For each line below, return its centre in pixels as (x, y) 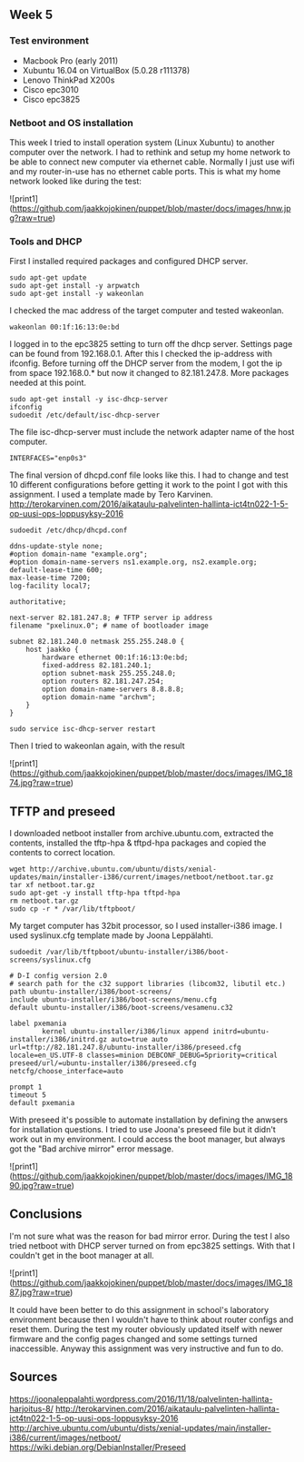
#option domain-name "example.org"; (78, 554)
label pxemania (38, 1024)
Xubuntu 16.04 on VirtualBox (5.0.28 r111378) (106, 70)
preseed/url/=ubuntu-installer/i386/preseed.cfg (103, 1063)
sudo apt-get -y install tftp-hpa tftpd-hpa (95, 894)
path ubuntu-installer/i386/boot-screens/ (91, 992)
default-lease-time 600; (56, 570)
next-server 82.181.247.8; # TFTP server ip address (111, 618)
